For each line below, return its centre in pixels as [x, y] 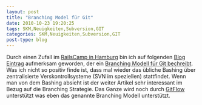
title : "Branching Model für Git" [50, 17]
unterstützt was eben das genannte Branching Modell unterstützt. [89, 95]
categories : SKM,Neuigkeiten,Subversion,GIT [63, 34]
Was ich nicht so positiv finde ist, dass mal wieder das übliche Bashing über [101, 70]
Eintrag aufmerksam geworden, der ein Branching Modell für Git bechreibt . [99, 63]
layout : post [23, 12]
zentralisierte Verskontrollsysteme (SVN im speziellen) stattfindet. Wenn [96, 76]
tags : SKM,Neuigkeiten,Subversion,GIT [55, 29]
